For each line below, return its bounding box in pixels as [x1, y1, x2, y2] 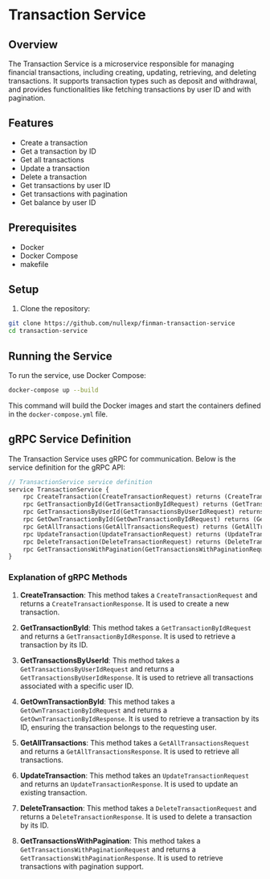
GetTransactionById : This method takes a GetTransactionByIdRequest [19, 622, 252, 632]
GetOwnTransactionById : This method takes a [19, 696, 175, 706]
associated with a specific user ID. [19, 681, 134, 691]
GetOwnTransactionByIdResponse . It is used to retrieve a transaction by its [19, 713, 260, 723]
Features [8, 117, 54, 130]
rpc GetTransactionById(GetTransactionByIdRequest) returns [22, 500, 228, 508]
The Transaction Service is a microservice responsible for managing [8, 59, 235, 68]
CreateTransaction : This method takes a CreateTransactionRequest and [19, 589, 258, 600]
